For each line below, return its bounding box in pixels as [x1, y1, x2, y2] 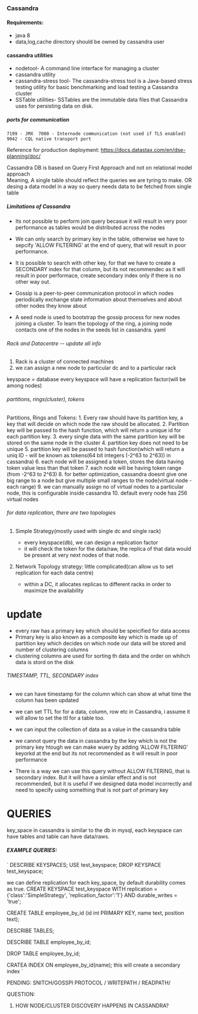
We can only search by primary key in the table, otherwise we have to [15, 235, 184, 243]
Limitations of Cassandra [6, 203, 71, 210]
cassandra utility [15, 71, 56, 78]
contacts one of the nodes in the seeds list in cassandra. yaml [15, 326, 166, 333]
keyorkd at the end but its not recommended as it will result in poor [15, 750, 179, 757]
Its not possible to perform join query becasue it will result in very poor [15, 217, 187, 225]
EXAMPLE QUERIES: [6, 846, 58, 853]
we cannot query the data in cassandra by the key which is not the [15, 737, 177, 745]
